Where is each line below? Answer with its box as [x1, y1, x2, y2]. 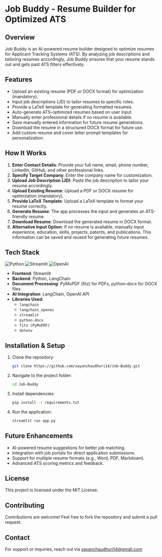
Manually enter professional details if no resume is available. [12, 114, 133, 120]
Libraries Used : [12, 296, 44, 302]
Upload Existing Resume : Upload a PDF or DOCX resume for [12, 188, 134, 193]
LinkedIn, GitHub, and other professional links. [12, 167, 104, 173]
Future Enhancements [5, 432, 74, 440]
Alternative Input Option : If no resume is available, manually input [12, 224, 144, 229]
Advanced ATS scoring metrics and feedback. [12, 460, 104, 466]
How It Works [5, 149, 47, 157]
